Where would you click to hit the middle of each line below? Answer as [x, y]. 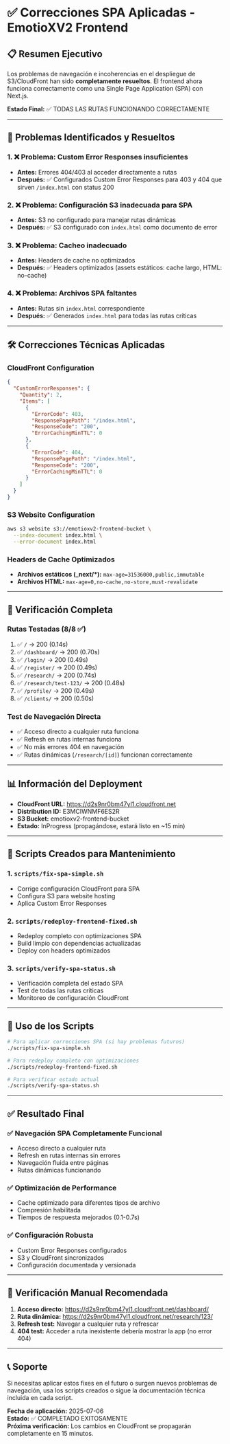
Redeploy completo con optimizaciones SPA [79, 935]
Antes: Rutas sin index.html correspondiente [81, 308]
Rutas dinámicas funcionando [59, 1170]
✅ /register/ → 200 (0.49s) [57, 667]
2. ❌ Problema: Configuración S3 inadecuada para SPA [100, 205]
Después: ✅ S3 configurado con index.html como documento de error [117, 227]
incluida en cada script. [40, 1398]
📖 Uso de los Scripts [51, 1026]
